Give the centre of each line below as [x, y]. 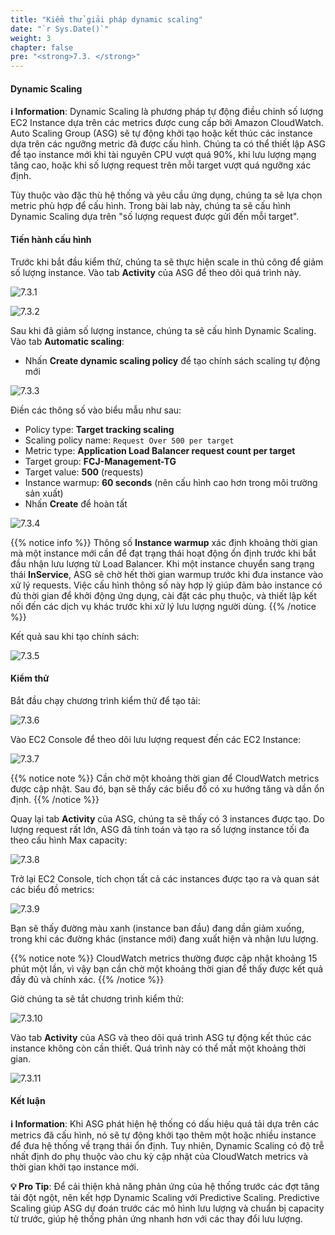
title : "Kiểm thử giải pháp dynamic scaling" [106, 19]
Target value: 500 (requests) [84, 472]
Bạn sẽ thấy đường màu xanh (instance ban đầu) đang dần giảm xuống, [157, 928]
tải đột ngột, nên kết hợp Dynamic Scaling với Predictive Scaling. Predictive [165, 1197]
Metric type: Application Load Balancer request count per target [160, 450]
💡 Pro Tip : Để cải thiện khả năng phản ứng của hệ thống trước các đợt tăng [165, 1186]
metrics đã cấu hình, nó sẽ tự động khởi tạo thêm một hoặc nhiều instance [163, 1135]
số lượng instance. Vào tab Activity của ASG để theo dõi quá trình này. [156, 272]
